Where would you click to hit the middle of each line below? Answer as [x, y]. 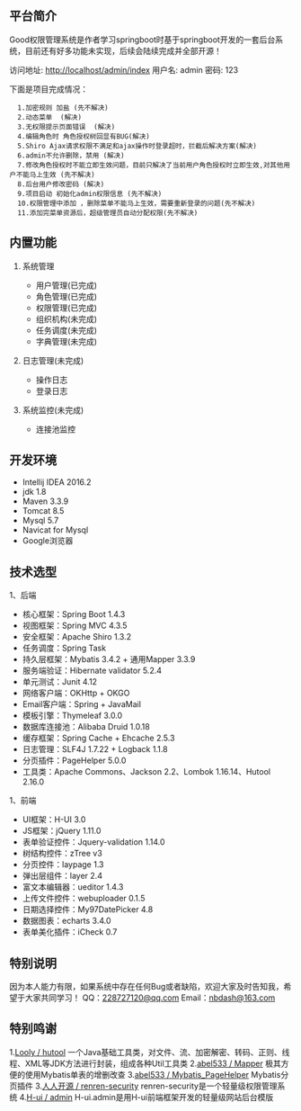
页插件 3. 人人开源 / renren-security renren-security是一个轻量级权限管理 [143, 1086]
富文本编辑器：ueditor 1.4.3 [73, 887]
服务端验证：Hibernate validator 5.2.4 [92, 671]
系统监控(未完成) [53, 410]
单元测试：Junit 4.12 [59, 682]
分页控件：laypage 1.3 [63, 865]
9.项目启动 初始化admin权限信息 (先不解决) [90, 193]
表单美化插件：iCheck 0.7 [70, 932]
